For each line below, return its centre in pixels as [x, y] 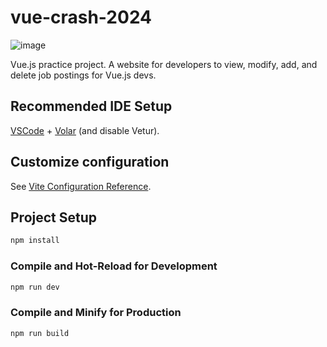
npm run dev [35, 287]
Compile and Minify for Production [96, 313]
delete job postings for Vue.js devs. [83, 75]
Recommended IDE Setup [91, 106]
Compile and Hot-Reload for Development [114, 266]
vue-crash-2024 [81, 17]
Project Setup [54, 217]
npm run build [40, 333]
